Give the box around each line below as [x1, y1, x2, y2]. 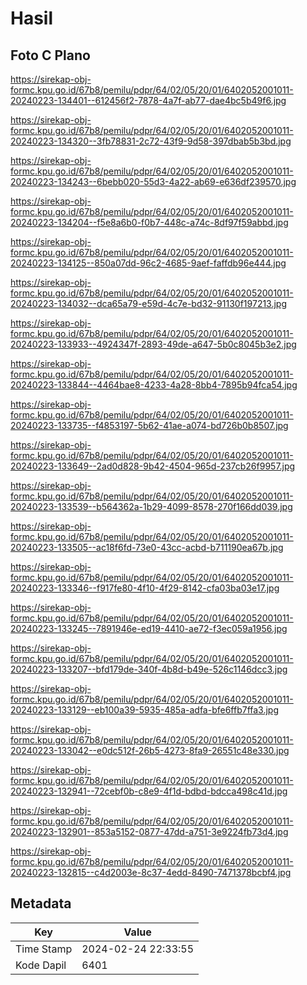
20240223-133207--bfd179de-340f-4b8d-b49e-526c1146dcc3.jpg [10, 663, 288, 675]
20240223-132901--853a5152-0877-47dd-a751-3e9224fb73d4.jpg [10, 826, 289, 837]
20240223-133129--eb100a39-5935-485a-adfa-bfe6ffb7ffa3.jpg [10, 704, 280, 716]
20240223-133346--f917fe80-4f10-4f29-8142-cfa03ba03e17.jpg [10, 582, 280, 594]
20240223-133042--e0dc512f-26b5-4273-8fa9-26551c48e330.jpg [10, 745, 290, 756]
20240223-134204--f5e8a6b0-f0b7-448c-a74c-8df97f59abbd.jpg [10, 217, 289, 228]
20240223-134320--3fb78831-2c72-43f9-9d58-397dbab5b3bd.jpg [10, 135, 292, 147]
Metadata [10, 895, 72, 912]
